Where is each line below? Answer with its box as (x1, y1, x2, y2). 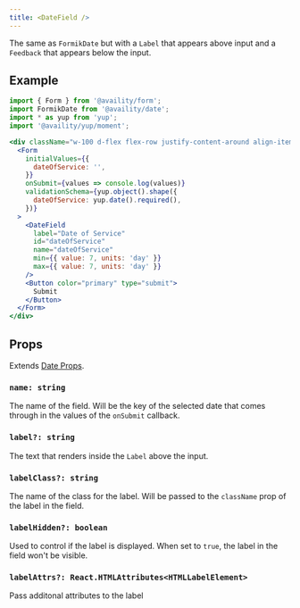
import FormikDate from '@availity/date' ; (9, 104, 170, 114)
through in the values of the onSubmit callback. (9, 410, 180, 421)
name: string (9, 382, 66, 393)
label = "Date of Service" (32, 229, 126, 237)
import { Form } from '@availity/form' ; (9, 96, 162, 105)
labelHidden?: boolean (9, 522, 108, 532)
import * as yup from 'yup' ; (9, 113, 118, 122)
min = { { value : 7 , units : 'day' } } (32, 254, 162, 263)
